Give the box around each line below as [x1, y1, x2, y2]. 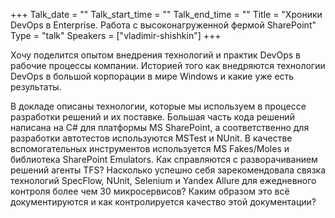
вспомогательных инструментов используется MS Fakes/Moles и [10, 143, 290, 154]
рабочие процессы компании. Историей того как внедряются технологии [10, 60, 326, 71]
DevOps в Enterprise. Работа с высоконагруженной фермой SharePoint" [10, 19, 317, 31]
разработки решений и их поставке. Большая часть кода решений [10, 111, 295, 123]
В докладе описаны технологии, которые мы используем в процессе [10, 100, 307, 112]
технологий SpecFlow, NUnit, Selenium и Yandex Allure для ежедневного [10, 175, 317, 186]
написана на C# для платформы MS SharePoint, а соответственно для [10, 122, 310, 133]
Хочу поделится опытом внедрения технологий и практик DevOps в [10, 49, 301, 61]
